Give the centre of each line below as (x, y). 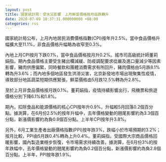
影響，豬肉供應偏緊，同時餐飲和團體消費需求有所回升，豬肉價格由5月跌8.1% (83, 67)
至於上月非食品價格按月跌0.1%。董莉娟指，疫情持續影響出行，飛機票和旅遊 (81, 90)
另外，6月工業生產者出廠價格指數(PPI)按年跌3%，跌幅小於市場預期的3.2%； (83, 130)
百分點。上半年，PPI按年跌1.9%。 (40, 155)
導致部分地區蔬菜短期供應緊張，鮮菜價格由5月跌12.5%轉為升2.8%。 (74, 80)
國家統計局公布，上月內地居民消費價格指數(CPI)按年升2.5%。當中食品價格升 (83, 38)
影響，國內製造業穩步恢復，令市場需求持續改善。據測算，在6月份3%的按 (83, 142)
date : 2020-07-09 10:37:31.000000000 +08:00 (52, 19)
